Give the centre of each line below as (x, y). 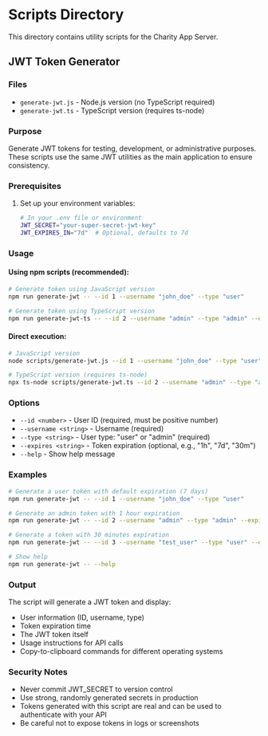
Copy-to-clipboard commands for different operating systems (121, 651)
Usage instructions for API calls (71, 643)
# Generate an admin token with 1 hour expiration (94, 513)
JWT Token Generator (64, 62)
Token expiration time (55, 626)
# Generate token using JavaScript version (82, 289)
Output (22, 584)
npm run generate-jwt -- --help (62, 564)
